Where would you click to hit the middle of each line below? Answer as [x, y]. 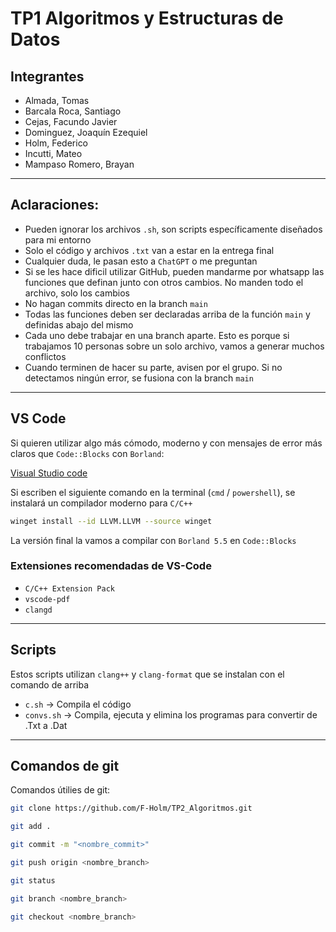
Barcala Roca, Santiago [73, 111]
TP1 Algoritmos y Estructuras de [147, 18]
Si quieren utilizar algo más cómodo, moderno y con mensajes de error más [166, 443]
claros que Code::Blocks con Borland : [87, 453]
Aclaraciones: [55, 205]
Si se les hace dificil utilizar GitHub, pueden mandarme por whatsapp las [174, 271]
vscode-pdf [47, 599]
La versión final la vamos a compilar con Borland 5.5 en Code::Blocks [153, 540]
